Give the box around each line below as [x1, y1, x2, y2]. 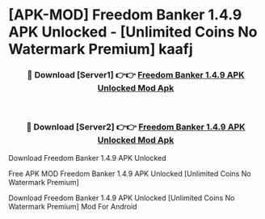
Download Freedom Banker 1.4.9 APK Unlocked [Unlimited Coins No [8, 192, 235, 203]
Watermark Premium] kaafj [8, 40, 193, 58]
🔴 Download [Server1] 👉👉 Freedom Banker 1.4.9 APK [27, 69, 245, 81]
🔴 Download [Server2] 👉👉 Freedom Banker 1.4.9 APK [26, 121, 246, 133]
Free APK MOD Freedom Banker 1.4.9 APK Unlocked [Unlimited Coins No [8, 168, 252, 179]
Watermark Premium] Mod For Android [8, 201, 137, 211]
